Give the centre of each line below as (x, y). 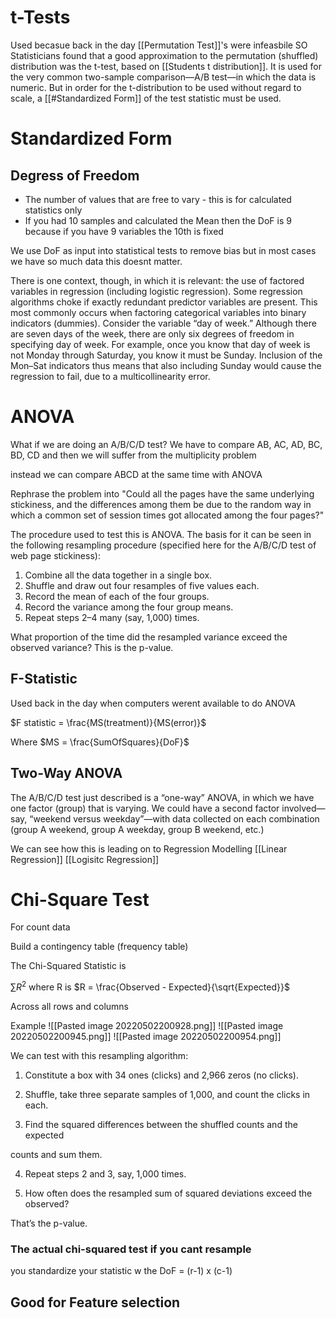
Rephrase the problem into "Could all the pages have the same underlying (162, 493)
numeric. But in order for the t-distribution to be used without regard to (156, 87)
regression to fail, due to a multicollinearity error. (110, 376)
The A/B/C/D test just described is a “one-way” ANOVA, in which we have (162, 797)
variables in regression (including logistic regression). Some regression (156, 291)
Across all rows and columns (69, 1007)
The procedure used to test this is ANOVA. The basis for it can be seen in (161, 534)
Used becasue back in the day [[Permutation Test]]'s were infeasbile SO (159, 45)
